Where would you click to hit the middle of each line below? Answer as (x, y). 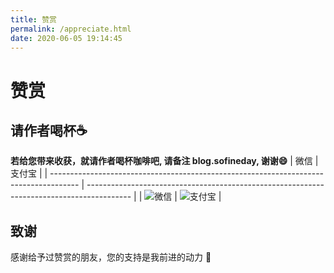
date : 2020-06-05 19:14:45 (66, 38)
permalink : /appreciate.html (71, 29)
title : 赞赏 (33, 19)
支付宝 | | (29, 173)
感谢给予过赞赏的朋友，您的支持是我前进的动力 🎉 (111, 257)
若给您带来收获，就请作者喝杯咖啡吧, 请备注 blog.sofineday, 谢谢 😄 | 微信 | (164, 161)
